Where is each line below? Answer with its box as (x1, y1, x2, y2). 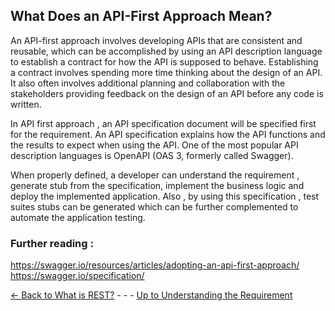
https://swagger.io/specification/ (10, 270, 145, 282)
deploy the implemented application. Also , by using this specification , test (10, 190, 320, 202)
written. (10, 98, 42, 110)
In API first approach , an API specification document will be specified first (10, 117, 317, 129)
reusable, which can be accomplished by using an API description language (10, 45, 323, 57)
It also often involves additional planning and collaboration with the (10, 77, 286, 89)
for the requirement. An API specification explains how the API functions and (10, 128, 326, 140)
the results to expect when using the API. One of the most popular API (10, 139, 299, 151)
